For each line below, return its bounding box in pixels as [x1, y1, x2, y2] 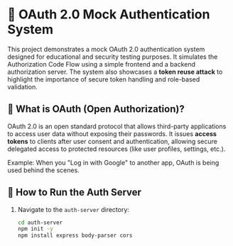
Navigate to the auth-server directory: [17, 205, 130, 213]
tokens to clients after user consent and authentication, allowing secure [7, 137, 218, 145]
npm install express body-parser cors [17, 232, 133, 240]
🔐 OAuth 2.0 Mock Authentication [7, 6, 210, 23]
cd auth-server [17, 219, 63, 226]
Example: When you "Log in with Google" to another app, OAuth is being [7, 158, 220, 167]
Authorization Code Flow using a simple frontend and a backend [7, 60, 196, 68]
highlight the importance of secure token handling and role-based [7, 74, 200, 84]
